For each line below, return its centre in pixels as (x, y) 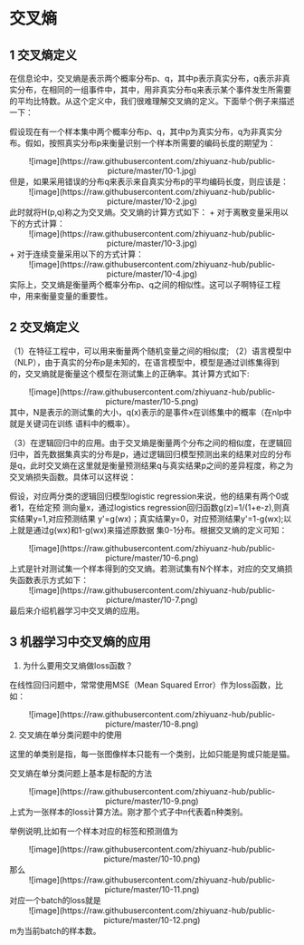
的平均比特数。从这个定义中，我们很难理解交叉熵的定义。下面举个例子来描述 (152, 101)
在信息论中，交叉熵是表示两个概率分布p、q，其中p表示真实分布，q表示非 (146, 78)
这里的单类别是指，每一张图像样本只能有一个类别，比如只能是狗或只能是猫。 (152, 754)
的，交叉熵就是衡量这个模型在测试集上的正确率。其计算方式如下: (130, 374)
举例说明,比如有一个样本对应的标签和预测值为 (94, 831)
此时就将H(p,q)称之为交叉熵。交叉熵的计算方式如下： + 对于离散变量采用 (145, 212)
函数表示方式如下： (52, 580)
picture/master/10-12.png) (152, 920)
